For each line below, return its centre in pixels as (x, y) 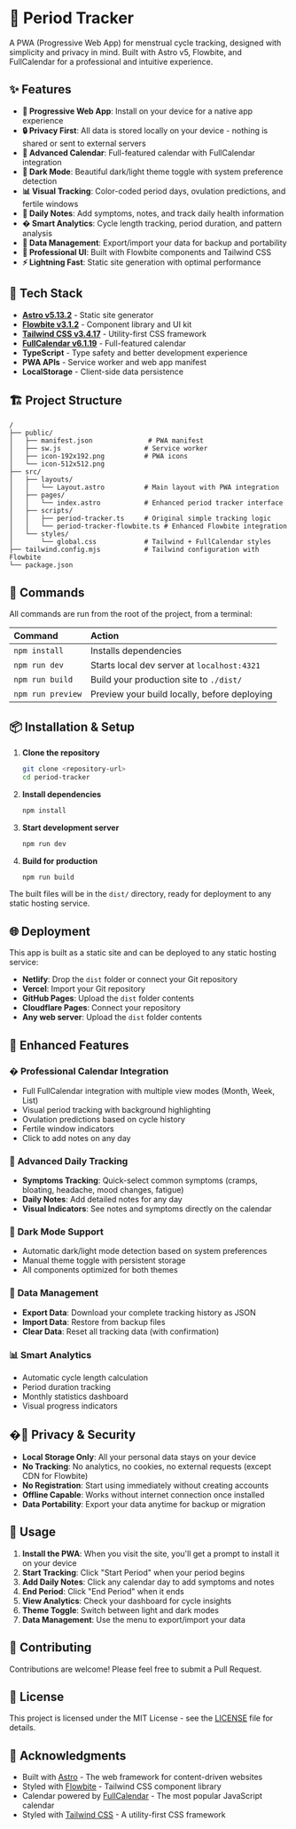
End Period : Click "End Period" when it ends (103, 1591)
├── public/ (31, 433)
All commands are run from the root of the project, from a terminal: (131, 614)
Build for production (60, 860)
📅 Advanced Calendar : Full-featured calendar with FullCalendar (138, 152)
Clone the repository (61, 753)
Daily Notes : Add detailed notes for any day (102, 1200)
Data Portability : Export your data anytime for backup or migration (144, 1504)
